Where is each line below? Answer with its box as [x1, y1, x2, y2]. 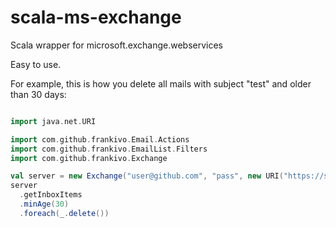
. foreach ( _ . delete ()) [19, 208, 110, 218]
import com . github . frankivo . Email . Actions [10, 134, 190, 145]
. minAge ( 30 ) [19, 199, 70, 210]
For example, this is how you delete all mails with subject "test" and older [10, 77, 312, 90]
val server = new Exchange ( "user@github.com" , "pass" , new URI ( [10, 171, 284, 181]
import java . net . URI [10, 116, 97, 126]
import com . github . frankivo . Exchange [10, 153, 168, 163]
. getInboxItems [19, 190, 83, 200]
